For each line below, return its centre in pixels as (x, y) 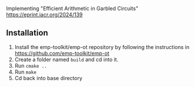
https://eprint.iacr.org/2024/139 (44, 15)
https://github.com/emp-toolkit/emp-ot (62, 53)
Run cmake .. (31, 65)
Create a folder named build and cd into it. (67, 59)
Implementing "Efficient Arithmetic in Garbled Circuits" (72, 8)
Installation (27, 33)
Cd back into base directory (48, 78)
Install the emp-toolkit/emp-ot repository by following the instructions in (102, 47)
